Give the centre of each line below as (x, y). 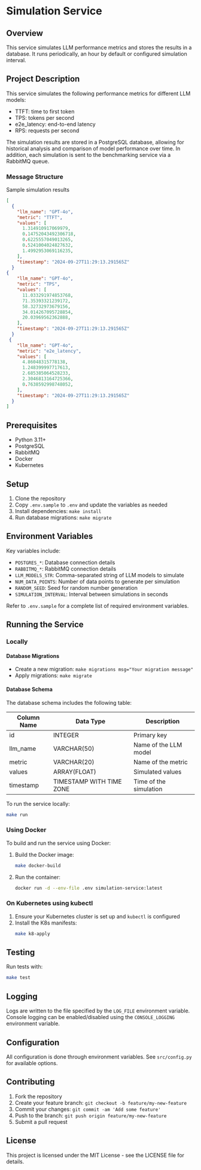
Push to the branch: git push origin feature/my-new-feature (91, 1116)
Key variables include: (33, 551)
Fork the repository (39, 1096)
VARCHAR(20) (74, 762)
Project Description (43, 79)
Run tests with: (25, 967)
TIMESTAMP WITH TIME (87, 781)
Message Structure (35, 177)
